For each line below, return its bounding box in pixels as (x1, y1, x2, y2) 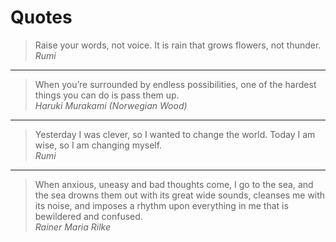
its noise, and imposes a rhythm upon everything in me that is (34, 199, 289, 211)
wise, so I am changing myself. (34, 139, 163, 151)
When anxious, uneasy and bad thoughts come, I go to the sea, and (34, 178, 314, 190)
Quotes (10, 6, 73, 29)
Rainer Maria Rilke (34, 221, 111, 233)
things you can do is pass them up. (34, 89, 180, 101)
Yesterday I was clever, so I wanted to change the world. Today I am (34, 128, 316, 140)
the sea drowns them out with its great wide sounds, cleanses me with (34, 189, 326, 201)
